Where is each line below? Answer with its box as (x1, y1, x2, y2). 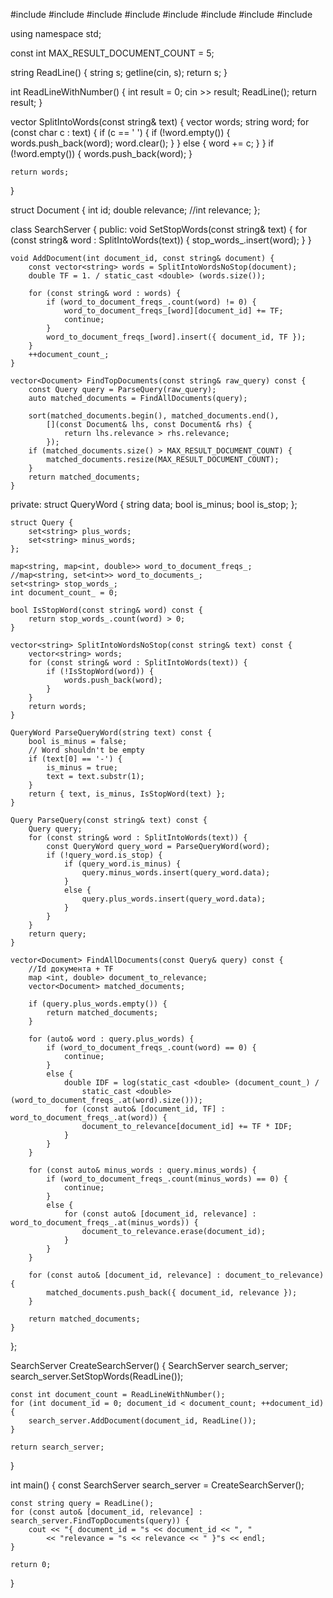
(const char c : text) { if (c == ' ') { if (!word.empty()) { (10, 127, 231, 138)
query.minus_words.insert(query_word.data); (81, 868, 271, 878)
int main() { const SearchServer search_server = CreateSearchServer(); (10, 1479, 305, 1491)
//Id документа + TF (28, 964, 114, 974)
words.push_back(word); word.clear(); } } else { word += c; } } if (10, 137, 275, 149)
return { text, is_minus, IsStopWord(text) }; (28, 789, 226, 799)
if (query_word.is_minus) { (63, 859, 182, 869)
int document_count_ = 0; (10, 588, 118, 598)
